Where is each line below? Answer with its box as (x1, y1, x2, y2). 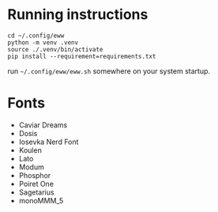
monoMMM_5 (18, 195, 64, 205)
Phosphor (18, 170, 51, 180)
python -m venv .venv (7, 38, 79, 47)
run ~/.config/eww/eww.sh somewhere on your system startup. (7, 66, 211, 76)
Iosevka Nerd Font (18, 137, 79, 146)
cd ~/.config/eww (7, 32, 65, 40)
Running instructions (7, 6, 148, 24)
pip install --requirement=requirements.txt (7, 52, 156, 60)
